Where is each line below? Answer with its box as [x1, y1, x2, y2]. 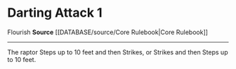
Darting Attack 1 [7, 5, 103, 21]
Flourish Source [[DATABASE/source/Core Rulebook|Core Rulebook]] [7, 28, 209, 36]
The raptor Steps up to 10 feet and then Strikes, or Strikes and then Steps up [7, 47, 228, 56]
